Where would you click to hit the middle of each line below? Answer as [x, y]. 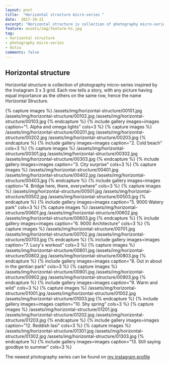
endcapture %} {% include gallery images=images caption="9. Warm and [81, 283]
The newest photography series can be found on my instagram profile [78, 357]
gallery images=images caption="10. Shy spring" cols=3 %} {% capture [80, 304]
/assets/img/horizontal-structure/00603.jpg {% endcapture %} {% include [82, 218]
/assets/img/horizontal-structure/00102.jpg [50, 116]
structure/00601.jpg [26, 213]
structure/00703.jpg [26, 240]
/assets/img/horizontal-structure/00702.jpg [50, 234]
